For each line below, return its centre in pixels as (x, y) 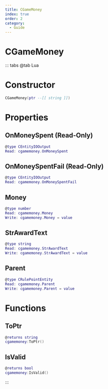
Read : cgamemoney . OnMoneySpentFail (41, 182)
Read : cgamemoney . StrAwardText (37, 249)
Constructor (30, 85)
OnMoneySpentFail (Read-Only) (54, 166)
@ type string (18, 244)
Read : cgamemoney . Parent (30, 284)
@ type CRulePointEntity (29, 279)
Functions (25, 308)
